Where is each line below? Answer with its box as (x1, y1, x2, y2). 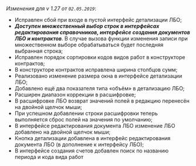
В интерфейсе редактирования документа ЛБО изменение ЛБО (14, 123, 175, 129)
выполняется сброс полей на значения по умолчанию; (14, 116, 153, 123)
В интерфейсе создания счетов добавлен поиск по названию (14, 147, 169, 154)
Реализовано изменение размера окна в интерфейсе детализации (14, 73, 183, 79)
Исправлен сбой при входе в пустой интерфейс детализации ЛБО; (14, 16, 182, 23)
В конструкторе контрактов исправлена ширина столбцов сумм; (14, 66, 178, 73)
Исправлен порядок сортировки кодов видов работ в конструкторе (14, 54, 185, 60)
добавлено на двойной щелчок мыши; (14, 128, 111, 135)
